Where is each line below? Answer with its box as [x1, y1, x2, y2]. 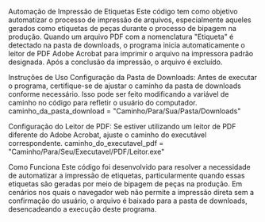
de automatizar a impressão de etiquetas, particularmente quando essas [8, 170, 245, 180]
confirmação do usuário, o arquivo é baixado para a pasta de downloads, [8, 196, 248, 205]
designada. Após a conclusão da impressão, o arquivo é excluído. [8, 57, 223, 67]
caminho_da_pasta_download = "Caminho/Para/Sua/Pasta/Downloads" [8, 106, 241, 116]
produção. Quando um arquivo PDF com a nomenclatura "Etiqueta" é [8, 32, 234, 41]
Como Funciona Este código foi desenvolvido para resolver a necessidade [8, 163, 252, 171]
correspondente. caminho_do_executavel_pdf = [8, 139, 164, 147]
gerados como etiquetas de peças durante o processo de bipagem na [8, 24, 236, 33]
